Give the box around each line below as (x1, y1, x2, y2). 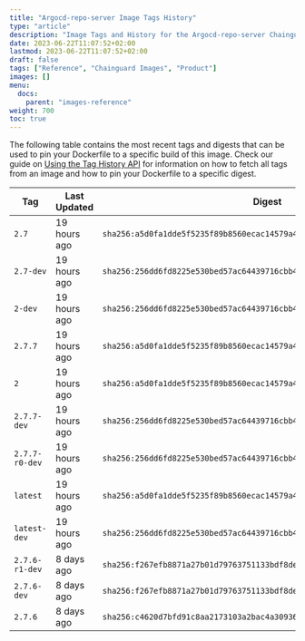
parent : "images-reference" (25, 97, 132, 107)
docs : (17, 89, 39, 98)
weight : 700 (9, 106, 54, 115)
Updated (55, 201, 93, 214)
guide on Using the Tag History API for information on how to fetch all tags (9, 159, 288, 170)
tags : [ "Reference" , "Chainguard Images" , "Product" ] (9, 64, 218, 73)
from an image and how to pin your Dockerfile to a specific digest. (9, 169, 257, 180)
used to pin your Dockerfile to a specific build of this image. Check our (9, 149, 274, 160)
